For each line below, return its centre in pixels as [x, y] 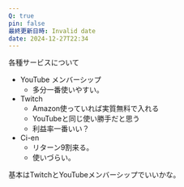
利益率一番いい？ [61, 129]
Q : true [21, 16]
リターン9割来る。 [63, 147]
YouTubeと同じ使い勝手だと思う [86, 119]
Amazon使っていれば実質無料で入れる [96, 108]
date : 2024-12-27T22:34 [49, 38]
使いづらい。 [53, 158]
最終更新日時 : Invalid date [52, 31]
